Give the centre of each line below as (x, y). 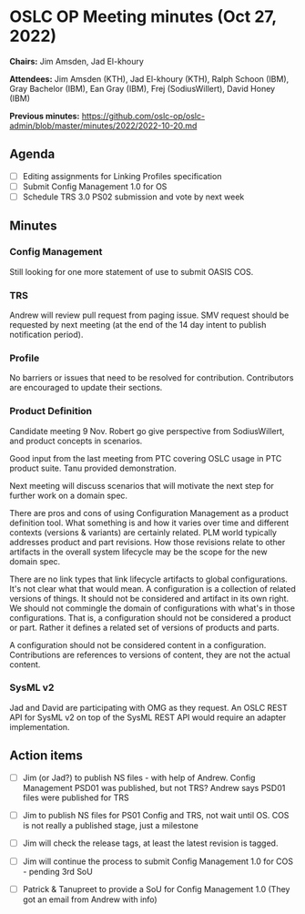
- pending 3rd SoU (57, 871)
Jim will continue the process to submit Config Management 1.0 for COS (158, 861)
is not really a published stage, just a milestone (110, 825)
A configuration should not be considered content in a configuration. (138, 645)
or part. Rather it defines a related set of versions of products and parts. (144, 627)
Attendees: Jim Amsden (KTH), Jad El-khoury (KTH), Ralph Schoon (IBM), (149, 78)
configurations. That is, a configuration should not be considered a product (150, 617)
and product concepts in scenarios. (76, 441)
